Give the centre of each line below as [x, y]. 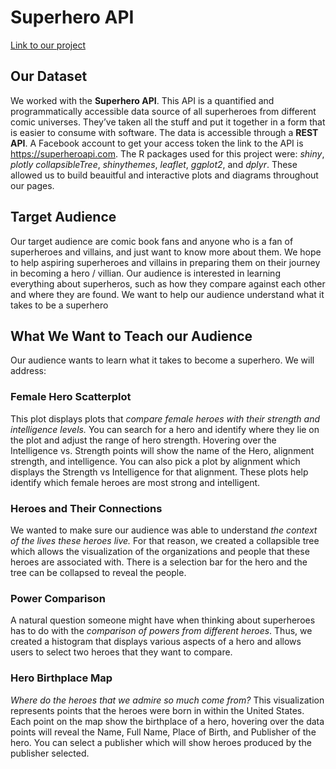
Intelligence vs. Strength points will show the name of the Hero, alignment [162, 450]
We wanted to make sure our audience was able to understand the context [164, 530]
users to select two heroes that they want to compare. [121, 652]
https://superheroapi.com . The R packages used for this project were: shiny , [167, 153]
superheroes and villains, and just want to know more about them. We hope [166, 252]
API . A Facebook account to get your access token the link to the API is [157, 143]
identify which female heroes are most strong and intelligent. [135, 482]
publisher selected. [50, 753]
